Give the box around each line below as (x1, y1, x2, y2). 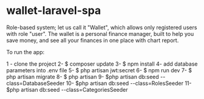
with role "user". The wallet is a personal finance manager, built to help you (6, 30, 194, 37)
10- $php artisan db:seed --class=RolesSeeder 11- (66, 80, 192, 87)
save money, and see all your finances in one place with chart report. (6, 36, 179, 44)
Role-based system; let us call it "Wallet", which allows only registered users (6, 24, 197, 31)
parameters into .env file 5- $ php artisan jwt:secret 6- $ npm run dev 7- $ (6, 66, 192, 73)
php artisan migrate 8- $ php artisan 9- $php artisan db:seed (6, 73, 159, 80)
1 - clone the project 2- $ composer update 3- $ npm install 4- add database (6, 60, 198, 67)
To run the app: (6, 48, 45, 55)
